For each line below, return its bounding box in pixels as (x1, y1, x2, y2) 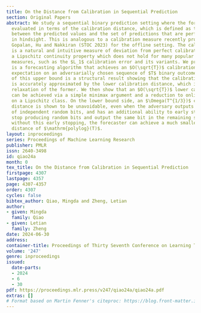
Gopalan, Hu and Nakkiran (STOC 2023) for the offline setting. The (11, 42, 186, 48)
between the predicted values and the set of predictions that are (11, 31, 184, 37)
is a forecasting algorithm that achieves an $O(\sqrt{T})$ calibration (11, 64, 197, 71)
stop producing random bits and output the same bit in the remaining (11, 114, 191, 120)
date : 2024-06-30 (6, 231, 50, 237)
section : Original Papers (6, 14, 71, 20)
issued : (6, 259, 26, 265)
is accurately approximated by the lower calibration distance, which (11, 81, 191, 87)
